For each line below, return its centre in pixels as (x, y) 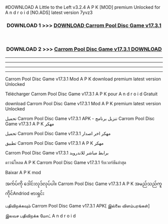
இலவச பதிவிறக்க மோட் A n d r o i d (40, 216)
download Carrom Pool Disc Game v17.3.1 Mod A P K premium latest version (83, 103)
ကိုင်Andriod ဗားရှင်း (25, 193)
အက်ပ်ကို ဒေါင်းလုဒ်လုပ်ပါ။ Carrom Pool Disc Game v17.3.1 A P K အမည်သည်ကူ (84, 184)
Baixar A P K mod (23, 172)
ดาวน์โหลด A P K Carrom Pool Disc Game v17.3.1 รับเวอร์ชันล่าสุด (66, 162)
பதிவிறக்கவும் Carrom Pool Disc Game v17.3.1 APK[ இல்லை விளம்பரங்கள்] (77, 206)
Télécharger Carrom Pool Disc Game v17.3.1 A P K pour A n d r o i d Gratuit (81, 94)
